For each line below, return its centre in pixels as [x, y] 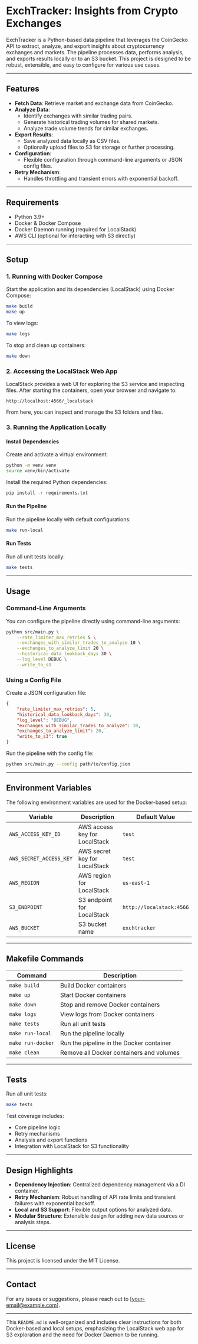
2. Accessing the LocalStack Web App [62, 371]
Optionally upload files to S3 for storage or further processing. [99, 147]
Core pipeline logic [37, 1127]
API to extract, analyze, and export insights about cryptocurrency [85, 46]
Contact [21, 1285]
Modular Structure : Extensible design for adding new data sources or [99, 1216]
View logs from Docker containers [107, 1014]
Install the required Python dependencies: [57, 482]
